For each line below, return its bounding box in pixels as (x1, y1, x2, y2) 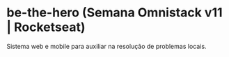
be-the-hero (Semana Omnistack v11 (6, 5, 223, 21)
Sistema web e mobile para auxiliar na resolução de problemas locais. (6, 42, 207, 50)
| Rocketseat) (6, 19, 86, 35)
